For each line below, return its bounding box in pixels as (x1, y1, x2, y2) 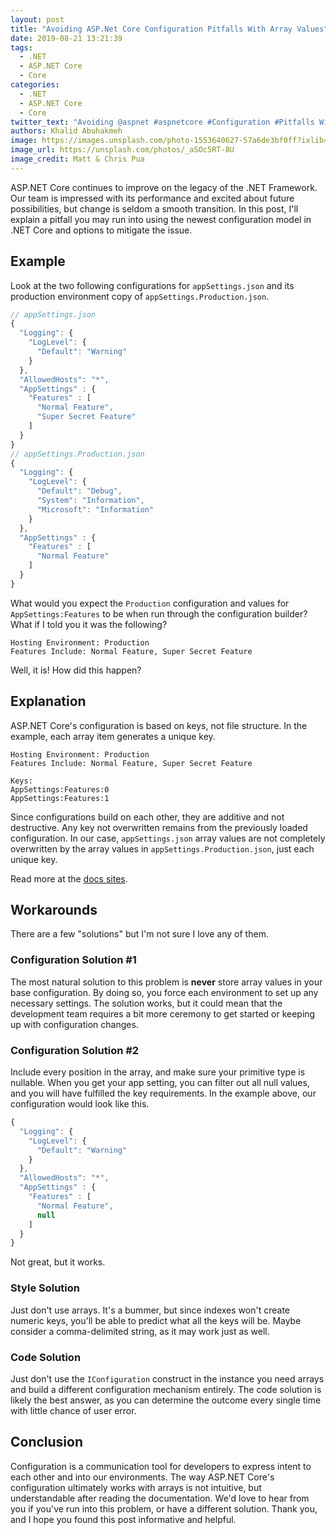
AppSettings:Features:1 (10, 793, 110, 803)
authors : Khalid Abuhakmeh (10, 126, 123, 136)
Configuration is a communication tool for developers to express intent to (10, 1460, 312, 1472)
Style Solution (10, 1281, 81, 1295)
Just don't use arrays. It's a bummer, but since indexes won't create (10, 1304, 290, 1316)
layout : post (10, 14, 65, 25)
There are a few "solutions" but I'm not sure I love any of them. (10, 928, 269, 940)
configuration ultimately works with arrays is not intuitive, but (10, 1481, 262, 1493)
